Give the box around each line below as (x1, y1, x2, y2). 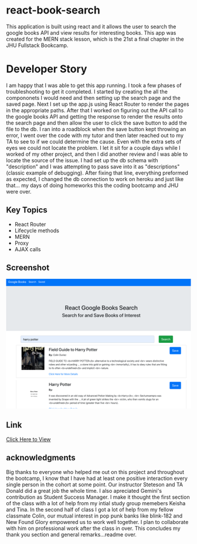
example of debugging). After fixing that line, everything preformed (26, 169, 189, 176)
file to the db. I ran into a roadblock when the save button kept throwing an (6, 125, 186, 132)
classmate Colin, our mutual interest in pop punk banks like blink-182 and (6, 512, 183, 519)
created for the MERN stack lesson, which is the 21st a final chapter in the (6, 35, 184, 42)
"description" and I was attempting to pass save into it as (6, 163, 144, 170)
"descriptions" (144, 163, 180, 170)
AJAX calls (14, 245, 41, 253)
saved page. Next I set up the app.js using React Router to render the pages (6, 101, 189, 108)
